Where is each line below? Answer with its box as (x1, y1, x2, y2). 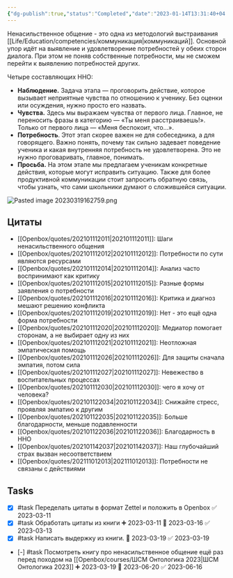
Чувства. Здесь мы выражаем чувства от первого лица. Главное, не (17, 108, 223, 117)
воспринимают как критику (17, 272, 100, 280)
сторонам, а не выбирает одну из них (17, 331, 130, 339)
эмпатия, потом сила (17, 361, 81, 369)
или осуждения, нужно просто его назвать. (17, 101, 147, 109)
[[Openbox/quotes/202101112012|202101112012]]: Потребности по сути (17, 249, 223, 258)
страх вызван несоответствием (17, 450, 112, 458)
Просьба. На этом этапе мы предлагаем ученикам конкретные (17, 160, 207, 168)
